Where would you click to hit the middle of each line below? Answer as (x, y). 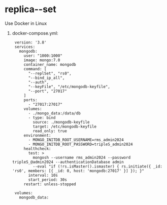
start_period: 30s (47, 180)
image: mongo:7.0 (42, 60)
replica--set (31, 9)
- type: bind (42, 117)
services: (25, 47)
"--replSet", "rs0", (50, 73)
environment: (37, 135)
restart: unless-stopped (50, 184)
